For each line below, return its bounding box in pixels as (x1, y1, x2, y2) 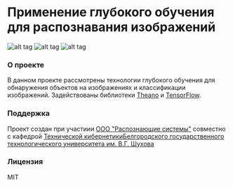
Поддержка (7, 108, 51, 118)
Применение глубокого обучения (7, 4, 215, 20)
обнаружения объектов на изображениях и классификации (7, 84, 186, 92)
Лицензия (7, 157, 44, 167)
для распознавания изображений (7, 19, 216, 35)
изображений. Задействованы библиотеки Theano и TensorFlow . (7, 91, 201, 99)
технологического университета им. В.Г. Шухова (7, 139, 154, 148)
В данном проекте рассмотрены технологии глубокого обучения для (7, 76, 215, 84)
